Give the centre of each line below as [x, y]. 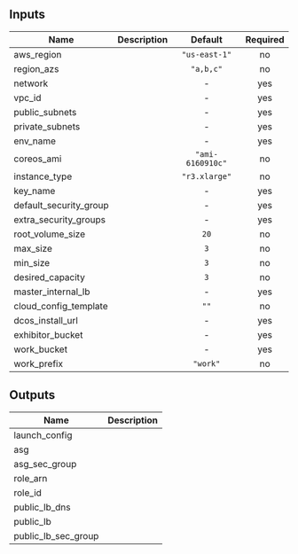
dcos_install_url [46, 320]
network [31, 83]
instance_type [43, 176]
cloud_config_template [61, 306]
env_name [35, 141]
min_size [32, 262]
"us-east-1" [207, 54]
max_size [33, 248]
